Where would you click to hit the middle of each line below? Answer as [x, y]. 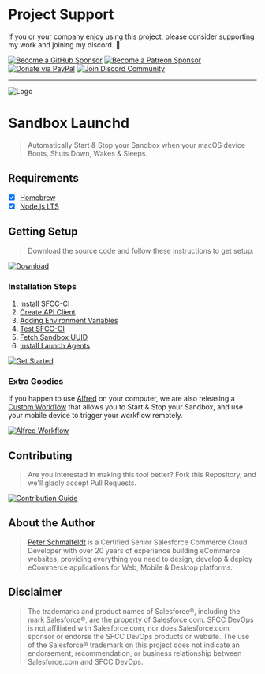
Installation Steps [43, 286]
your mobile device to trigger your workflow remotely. [95, 416]
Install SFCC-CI [45, 303]
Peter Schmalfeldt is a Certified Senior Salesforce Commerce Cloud [137, 542]
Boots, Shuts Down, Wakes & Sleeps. [88, 153]
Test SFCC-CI [42, 329]
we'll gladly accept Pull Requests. [82, 483]
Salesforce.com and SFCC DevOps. [85, 661]
